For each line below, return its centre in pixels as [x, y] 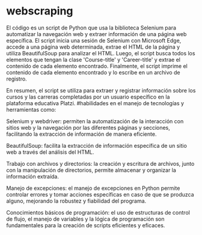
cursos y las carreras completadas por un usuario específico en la [88, 97]
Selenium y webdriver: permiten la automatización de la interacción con [95, 121]
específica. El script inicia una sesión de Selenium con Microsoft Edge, [94, 40]
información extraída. [32, 176]
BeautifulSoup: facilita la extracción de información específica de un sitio [97, 145]
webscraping [40, 11]
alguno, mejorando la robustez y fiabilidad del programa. [76, 201]
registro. [17, 79]
